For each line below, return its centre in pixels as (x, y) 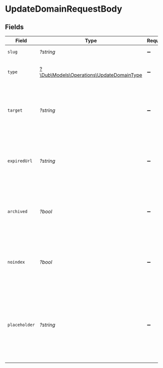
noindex (16, 262)
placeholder (21, 325)
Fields (15, 27)
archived (17, 211)
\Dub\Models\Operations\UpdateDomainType (91, 75)
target (15, 110)
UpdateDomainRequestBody (64, 9)
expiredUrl (20, 161)
